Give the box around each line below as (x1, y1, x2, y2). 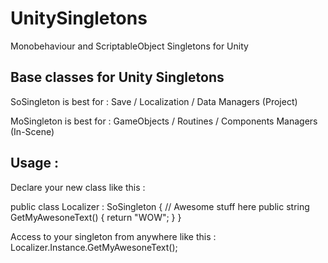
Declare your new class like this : (10, 181, 146, 193)
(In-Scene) (10, 125, 55, 137)
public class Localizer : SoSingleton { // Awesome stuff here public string (10, 200, 310, 212)
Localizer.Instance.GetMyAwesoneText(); (10, 241, 178, 253)
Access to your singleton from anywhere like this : (10, 230, 217, 242)
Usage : (10, 155, 60, 172)
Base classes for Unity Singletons (10, 69, 225, 86)
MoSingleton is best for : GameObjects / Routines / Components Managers (10, 115, 318, 127)
